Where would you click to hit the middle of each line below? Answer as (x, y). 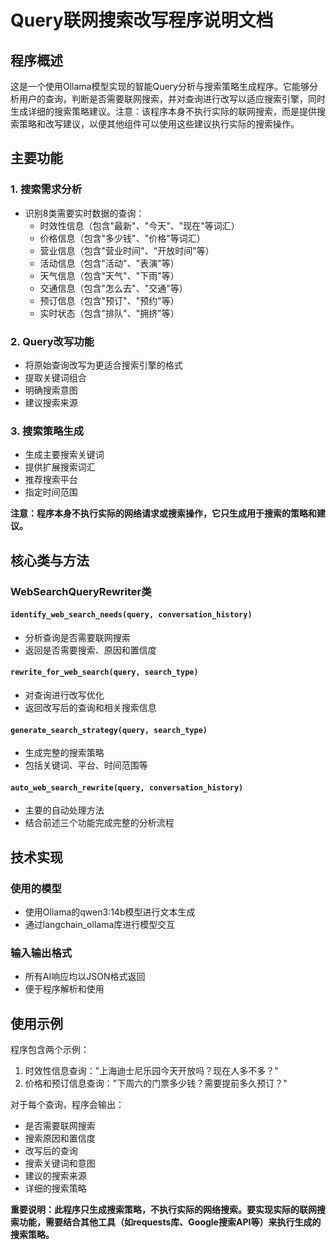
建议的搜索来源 (55, 1176)
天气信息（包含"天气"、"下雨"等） (109, 275)
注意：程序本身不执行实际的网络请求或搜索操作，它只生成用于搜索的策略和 (163, 513)
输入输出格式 (41, 953)
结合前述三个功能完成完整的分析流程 (99, 823)
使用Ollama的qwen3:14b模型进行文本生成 (110, 912)
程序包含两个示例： (50, 1050)
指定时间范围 (51, 492)
